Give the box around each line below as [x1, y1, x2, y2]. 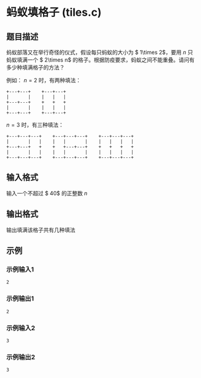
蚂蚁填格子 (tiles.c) [6, 5, 102, 19]
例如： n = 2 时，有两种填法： [6, 77, 82, 83]
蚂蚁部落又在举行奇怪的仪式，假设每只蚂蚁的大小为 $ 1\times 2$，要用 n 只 [6, 49, 193, 56]
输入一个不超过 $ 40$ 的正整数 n [6, 189, 88, 197]
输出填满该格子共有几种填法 [6, 226, 76, 233]
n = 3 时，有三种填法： [6, 122, 64, 128]
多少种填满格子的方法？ [6, 64, 65, 71]
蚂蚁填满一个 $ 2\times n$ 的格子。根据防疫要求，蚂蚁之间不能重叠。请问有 [6, 56, 195, 64]
